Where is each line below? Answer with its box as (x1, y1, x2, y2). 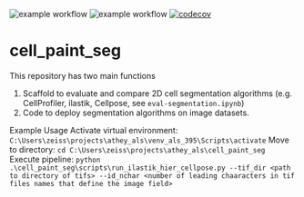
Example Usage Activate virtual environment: (9, 124, 178, 135)
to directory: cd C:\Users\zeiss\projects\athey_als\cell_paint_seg (9, 143, 266, 154)
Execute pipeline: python (9, 153, 101, 164)
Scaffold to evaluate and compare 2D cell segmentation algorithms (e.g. (22, 87, 293, 99)
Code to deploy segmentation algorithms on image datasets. (22, 107, 250, 118)
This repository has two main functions (9, 70, 157, 81)
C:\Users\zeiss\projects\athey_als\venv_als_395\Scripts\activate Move (9, 134, 289, 145)
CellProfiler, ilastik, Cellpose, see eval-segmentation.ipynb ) (22, 97, 245, 108)
